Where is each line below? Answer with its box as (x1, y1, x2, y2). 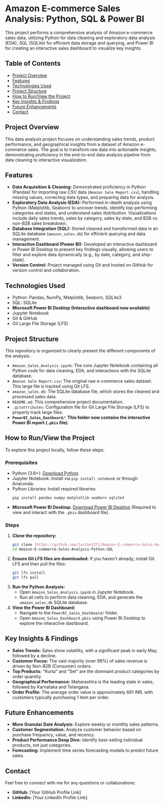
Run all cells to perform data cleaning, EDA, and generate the (19, 594, 143, 600)
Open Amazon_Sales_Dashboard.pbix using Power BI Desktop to (19, 615, 146, 621)
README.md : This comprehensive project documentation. (12, 399, 124, 405)
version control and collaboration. (12, 268, 80, 273)
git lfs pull (12, 575, 39, 580)
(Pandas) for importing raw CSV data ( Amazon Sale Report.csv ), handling (12, 189, 159, 195)
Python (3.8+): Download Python (12, 470, 79, 476)
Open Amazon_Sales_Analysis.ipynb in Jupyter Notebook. (19, 589, 135, 595)
